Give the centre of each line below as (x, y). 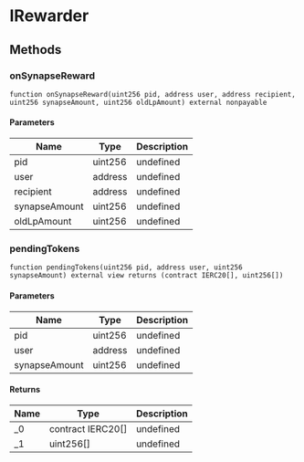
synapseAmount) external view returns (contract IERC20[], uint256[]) (147, 276)
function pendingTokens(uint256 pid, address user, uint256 (126, 268)
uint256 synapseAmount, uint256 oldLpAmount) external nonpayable (138, 102)
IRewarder (49, 16)
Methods (36, 50)
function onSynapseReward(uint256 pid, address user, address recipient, (153, 94)
